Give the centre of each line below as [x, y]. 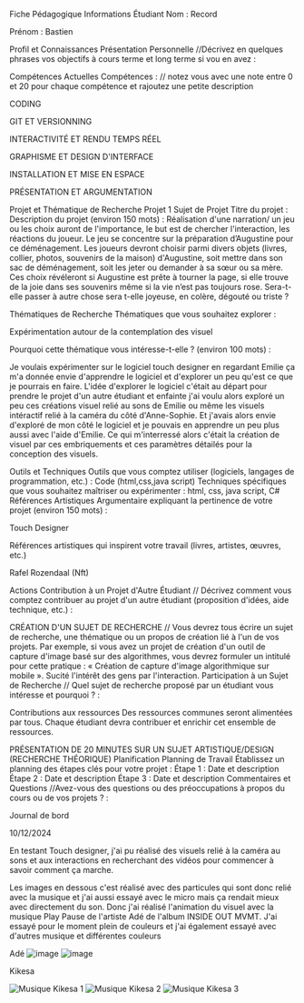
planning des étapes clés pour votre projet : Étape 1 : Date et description [144, 769]
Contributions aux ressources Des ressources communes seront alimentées [151, 712]
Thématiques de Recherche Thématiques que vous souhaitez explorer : [143, 314]
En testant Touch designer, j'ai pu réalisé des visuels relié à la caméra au [145, 851]
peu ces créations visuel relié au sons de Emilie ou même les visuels [137, 406]
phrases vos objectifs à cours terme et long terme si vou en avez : [133, 59]
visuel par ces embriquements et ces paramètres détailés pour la [131, 444]
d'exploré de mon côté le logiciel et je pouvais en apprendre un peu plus [144, 425]
